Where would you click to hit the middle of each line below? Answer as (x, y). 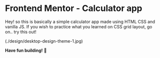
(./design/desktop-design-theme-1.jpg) (44, 41)
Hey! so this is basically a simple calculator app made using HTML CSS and (80, 22)
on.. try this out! (21, 32)
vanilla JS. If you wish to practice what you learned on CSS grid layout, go (79, 26)
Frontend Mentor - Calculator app (74, 8)
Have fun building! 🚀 (26, 50)
